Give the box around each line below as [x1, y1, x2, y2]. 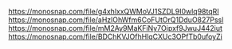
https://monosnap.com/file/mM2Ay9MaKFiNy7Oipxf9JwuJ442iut [8, 24, 223, 32]
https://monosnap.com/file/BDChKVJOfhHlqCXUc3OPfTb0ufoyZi [8, 32, 223, 41]
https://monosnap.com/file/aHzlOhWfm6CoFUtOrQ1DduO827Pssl [8, 15, 224, 24]
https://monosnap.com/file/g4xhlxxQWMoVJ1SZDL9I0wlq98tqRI [8, 7, 219, 16]
